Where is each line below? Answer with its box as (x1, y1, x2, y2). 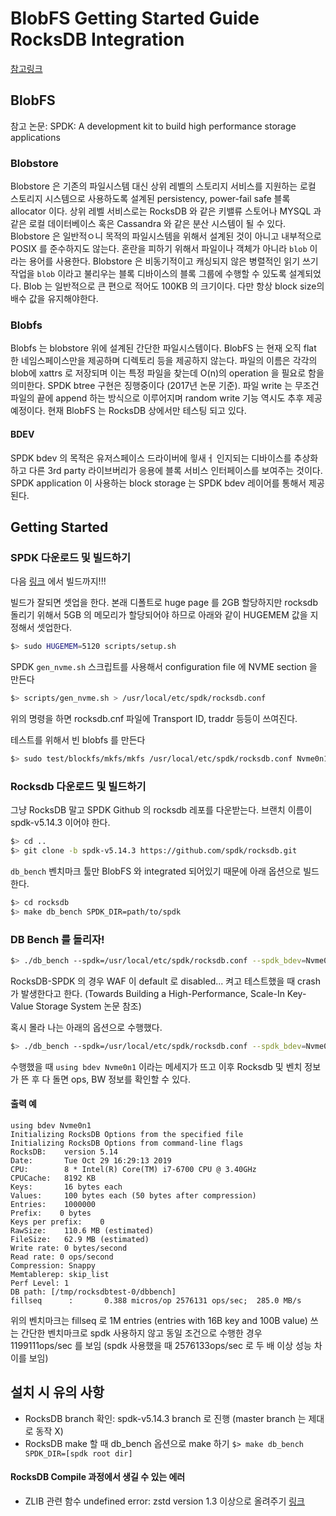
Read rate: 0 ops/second (10, 1252, 114, 1262)
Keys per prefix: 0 (10, 1217, 105, 1227)
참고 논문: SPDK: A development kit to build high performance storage (10, 120, 297, 132)
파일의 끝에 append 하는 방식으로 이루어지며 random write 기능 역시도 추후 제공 (10, 392, 323, 404)
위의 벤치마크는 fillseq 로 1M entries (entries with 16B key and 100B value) (10, 1314, 308, 1326)
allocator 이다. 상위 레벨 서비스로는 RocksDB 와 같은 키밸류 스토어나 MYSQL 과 (10, 205, 322, 217)
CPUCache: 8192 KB (10, 1173, 97, 1183)
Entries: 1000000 (10, 1199, 97, 1209)
